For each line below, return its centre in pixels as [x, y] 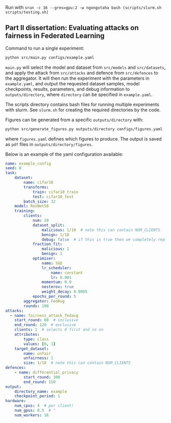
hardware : [16, 401]
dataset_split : [49, 225]
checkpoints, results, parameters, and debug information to [67, 89]
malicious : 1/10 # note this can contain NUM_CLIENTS [101, 230]
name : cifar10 [38, 183]
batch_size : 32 [40, 201]
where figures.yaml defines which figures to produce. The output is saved [83, 139]
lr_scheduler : [56, 268]
